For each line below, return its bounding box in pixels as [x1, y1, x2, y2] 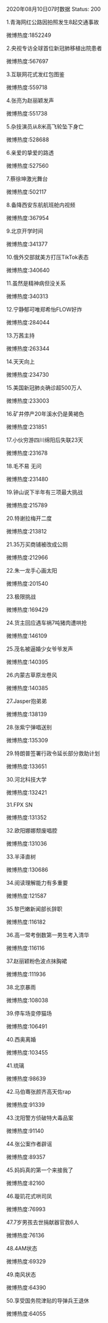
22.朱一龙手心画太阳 [6, 567, 58, 574]
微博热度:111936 [6, 970, 46, 978]
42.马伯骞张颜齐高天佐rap [6, 1088, 71, 1095]
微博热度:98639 [6, 1075, 46, 1082]
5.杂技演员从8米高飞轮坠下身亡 [6, 123, 84, 130]
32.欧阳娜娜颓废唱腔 [6, 827, 58, 834]
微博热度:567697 [6, 58, 49, 65]
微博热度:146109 [6, 632, 48, 639]
